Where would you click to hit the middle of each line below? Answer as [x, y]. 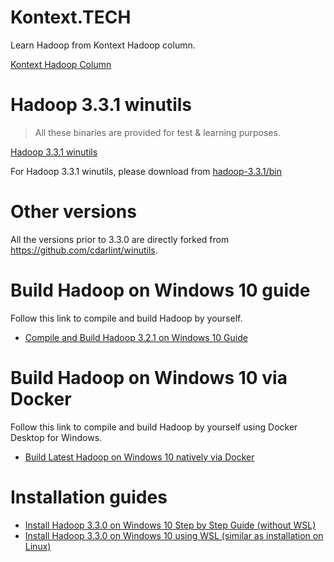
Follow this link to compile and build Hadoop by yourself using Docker [154, 427]
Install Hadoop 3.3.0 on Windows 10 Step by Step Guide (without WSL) [170, 525]
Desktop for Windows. [56, 437]
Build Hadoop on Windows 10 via [149, 377]
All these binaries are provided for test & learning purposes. [157, 132]
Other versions [73, 212]
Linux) [38, 546]
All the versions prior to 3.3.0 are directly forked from [120, 239]
